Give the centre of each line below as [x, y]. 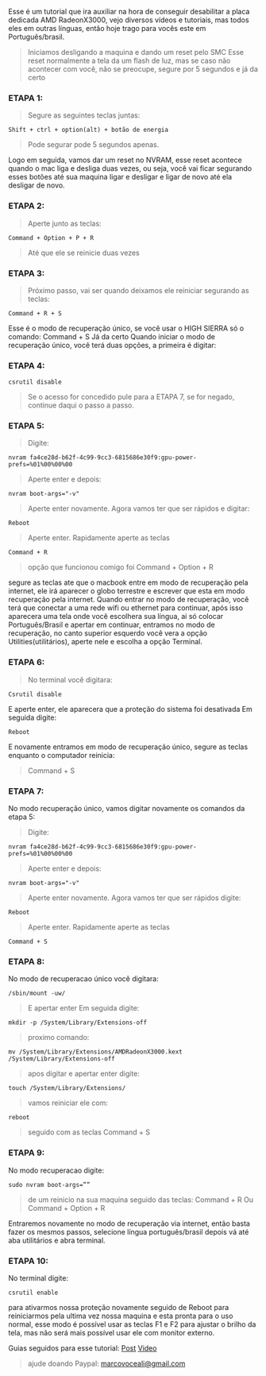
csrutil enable [33, 1293]
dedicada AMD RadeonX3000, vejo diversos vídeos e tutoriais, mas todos [129, 20]
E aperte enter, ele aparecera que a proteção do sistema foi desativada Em [130, 709]
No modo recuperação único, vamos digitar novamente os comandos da [127, 809]
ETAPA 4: [27, 365]
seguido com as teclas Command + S [89, 1132]
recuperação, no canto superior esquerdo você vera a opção [108, 633]
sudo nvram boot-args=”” [49, 1185]
